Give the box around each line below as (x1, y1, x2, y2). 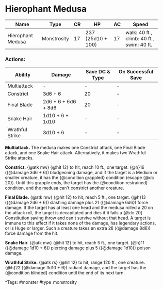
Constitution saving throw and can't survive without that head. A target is (5, 215, 151, 221)
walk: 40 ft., (125, 29, 152, 36)
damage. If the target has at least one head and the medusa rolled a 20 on (5, 205, 153, 210)
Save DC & (85, 68, 111, 75)
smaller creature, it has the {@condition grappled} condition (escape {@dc (5, 175, 154, 180)
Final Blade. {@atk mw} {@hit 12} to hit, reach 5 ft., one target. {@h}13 (5, 194, 146, 200)
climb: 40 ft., (125, 35, 154, 42)
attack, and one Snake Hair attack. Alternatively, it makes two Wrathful (5, 150, 146, 156)
